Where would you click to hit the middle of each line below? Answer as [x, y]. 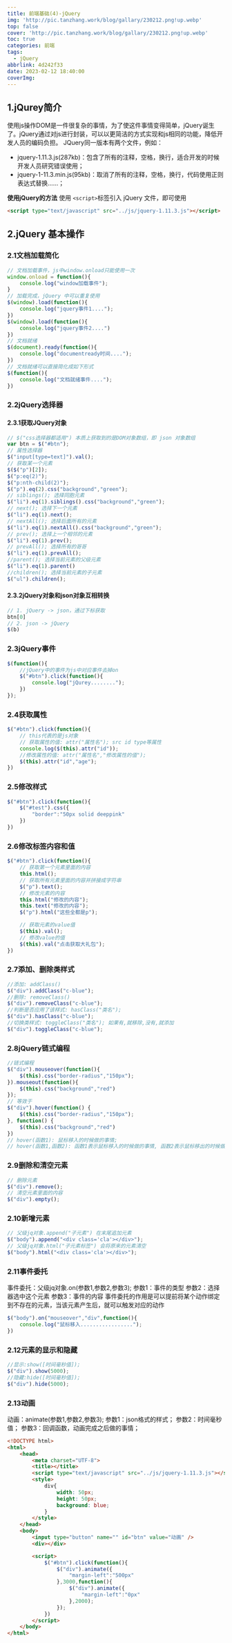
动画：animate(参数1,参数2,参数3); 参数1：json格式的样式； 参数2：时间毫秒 [115, 1419]
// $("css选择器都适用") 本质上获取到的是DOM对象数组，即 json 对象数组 [101, 438]
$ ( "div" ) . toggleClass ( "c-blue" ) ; [55, 1029]
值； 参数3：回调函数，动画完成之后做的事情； [74, 1428]
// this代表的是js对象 [49, 736]
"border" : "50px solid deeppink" [79, 815]
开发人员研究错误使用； [50, 166]
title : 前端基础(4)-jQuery [44, 13]
